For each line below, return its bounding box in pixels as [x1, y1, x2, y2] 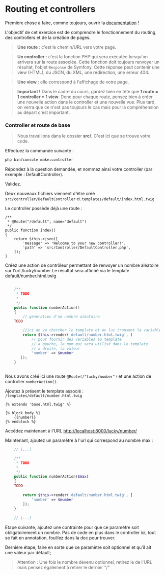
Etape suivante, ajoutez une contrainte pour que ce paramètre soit [5, 524, 139, 531]
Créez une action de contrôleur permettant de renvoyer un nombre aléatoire [5, 262, 159, 268]
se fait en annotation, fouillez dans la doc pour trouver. [5, 535, 115, 541]
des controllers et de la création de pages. [5, 35, 91, 40]
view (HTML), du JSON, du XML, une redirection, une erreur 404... [17, 69, 152, 75]
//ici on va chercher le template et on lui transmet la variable [23, 328, 162, 333]
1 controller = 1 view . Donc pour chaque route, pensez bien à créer [17, 94, 153, 100]
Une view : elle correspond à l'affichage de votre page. [17, 79, 129, 85]
